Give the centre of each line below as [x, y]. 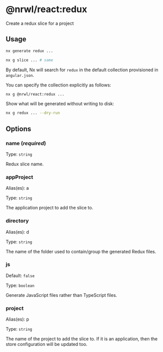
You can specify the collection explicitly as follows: [58, 85]
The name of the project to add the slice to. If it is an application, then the [82, 339]
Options [19, 129]
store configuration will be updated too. [47, 344]
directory [17, 221]
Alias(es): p [17, 319]
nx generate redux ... [29, 51]
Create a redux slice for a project [40, 23]
